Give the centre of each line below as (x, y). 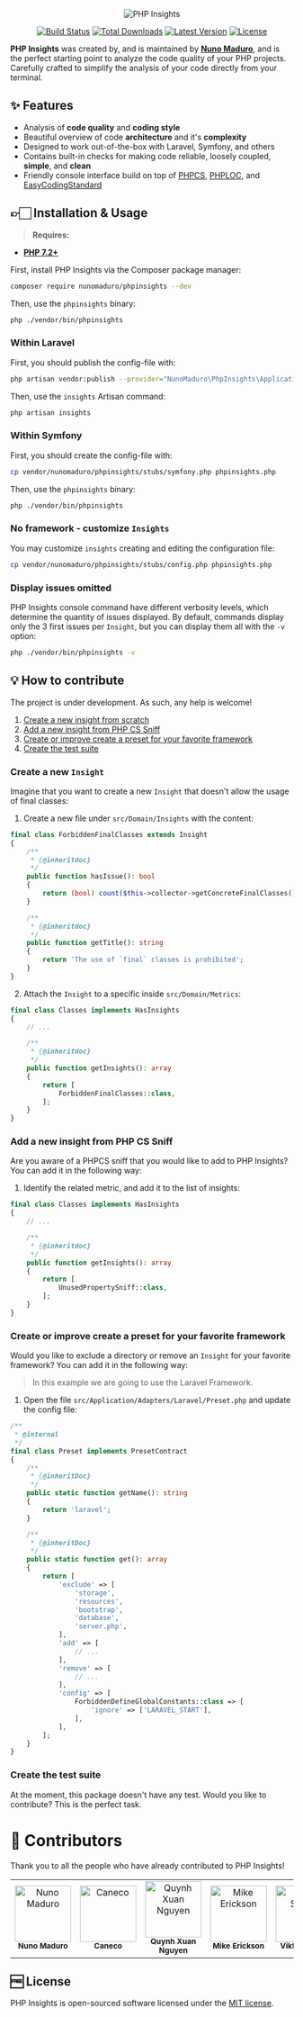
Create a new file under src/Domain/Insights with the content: (138, 818)
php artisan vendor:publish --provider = (87, 379)
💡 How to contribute (67, 681)
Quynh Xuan (174, 1941)
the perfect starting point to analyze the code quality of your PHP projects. (148, 58)
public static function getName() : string (107, 1493)
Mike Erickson (238, 1946)
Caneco (108, 1946)
